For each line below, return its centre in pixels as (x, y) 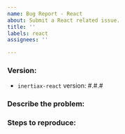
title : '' (22, 27)
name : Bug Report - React (45, 14)
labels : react (28, 33)
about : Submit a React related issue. (64, 20)
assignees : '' (28, 40)
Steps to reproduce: (42, 123)
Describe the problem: (46, 104)
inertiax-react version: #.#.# (60, 86)
